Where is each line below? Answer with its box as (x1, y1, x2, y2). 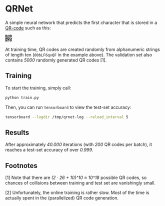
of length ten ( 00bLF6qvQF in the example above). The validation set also (5, 51, 152, 57)
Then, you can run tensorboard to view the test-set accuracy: (5, 104, 131, 110)
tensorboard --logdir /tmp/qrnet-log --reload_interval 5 (5, 114, 128, 119)
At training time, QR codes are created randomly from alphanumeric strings (5, 46, 160, 52)
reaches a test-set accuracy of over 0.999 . (5, 147, 93, 153)
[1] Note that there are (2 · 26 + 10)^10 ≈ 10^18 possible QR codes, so (5, 174, 147, 180)
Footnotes (5, 161, 37, 170)
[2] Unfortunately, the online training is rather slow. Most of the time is (5, 189, 149, 195)
